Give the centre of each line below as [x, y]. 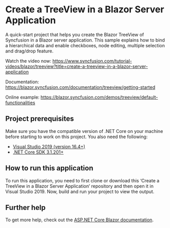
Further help [26, 207]
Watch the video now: [28, 61]
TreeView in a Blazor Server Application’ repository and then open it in [80, 186]
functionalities [20, 102]
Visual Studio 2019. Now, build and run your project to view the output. [80, 192]
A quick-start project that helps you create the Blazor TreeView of [75, 34]
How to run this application [49, 168]
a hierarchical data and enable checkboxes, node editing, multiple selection [85, 45]
